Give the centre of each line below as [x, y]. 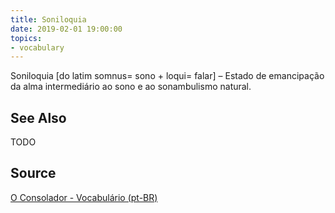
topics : [26, 38]
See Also [38, 117]
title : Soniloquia [48, 19]
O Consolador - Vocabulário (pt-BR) [84, 197]
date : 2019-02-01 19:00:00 [66, 29]
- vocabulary [37, 47]
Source [33, 173]
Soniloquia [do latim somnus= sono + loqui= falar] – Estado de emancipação [167, 76]
